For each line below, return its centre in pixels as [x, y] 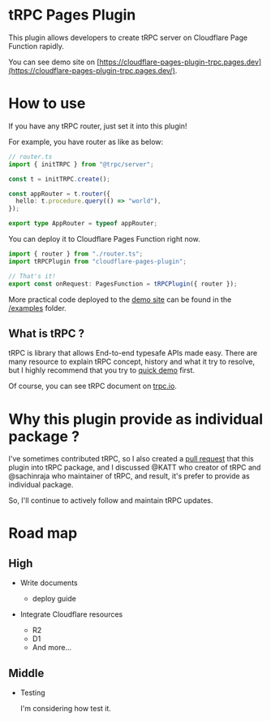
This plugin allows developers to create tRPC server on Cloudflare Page [128, 37]
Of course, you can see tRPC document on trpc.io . [92, 386]
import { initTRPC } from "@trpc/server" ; [81, 164]
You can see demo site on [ [54, 62]
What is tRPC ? [47, 333]
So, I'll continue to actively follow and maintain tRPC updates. [111, 500]
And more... [52, 648]
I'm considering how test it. [66, 709]
